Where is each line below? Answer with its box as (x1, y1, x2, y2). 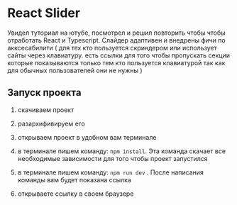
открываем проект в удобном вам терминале (17, 133, 157, 141)
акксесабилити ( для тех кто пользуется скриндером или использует (7, 43, 218, 52)
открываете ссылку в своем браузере (17, 189, 134, 198)
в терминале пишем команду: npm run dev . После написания (17, 168, 204, 177)
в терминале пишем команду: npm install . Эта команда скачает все (17, 147, 226, 155)
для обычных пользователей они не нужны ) (7, 66, 143, 74)
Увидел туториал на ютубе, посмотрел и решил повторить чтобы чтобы (7, 28, 226, 37)
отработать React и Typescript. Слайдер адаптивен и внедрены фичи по (7, 35, 226, 44)
